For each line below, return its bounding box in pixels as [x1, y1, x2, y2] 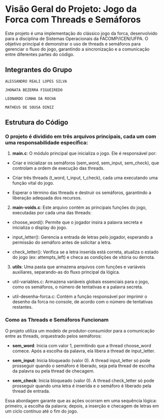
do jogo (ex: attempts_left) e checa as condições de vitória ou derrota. [12, 254, 155, 260]
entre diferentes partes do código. [5, 51, 75, 57]
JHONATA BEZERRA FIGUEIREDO [5, 88, 63, 93]
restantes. [12, 304, 33, 310]
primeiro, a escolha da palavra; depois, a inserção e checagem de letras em [5, 403, 159, 409]
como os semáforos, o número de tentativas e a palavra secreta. [12, 284, 143, 290]
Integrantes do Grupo [5, 66, 72, 74]
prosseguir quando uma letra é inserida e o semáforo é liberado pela [12, 382, 152, 389]
